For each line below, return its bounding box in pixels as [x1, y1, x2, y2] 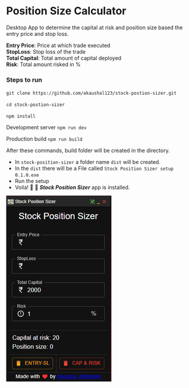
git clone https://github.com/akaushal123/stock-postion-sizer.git [6, 91, 177, 97]
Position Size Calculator [6, 4, 127, 18]
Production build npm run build [6, 135, 83, 142]
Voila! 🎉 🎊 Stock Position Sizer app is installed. [14, 184, 130, 191]
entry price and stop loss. [6, 30, 69, 37]
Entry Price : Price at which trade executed [6, 42, 111, 49]
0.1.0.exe [14, 172, 40, 178]
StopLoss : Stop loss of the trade [6, 48, 86, 55]
